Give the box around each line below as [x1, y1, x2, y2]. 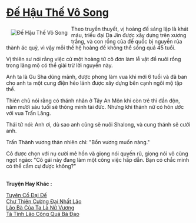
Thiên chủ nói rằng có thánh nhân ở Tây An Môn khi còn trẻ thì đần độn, [6, 97, 181, 104]
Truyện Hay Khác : [6, 180, 52, 187]
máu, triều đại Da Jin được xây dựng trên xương [71, 31, 187, 38]
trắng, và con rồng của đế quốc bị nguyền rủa [71, 38, 182, 45]
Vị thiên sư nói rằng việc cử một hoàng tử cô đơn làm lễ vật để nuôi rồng [6, 55, 181, 62]
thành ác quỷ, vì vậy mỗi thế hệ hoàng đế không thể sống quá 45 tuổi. [6, 44, 176, 51]
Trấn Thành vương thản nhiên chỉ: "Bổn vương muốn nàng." [6, 138, 150, 145]
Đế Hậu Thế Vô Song [6, 6, 109, 19]
